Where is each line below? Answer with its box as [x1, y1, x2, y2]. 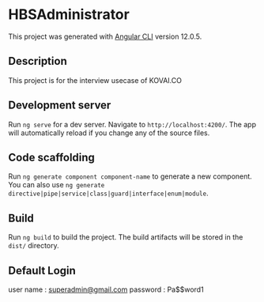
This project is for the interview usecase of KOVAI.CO [8, 75, 182, 85]
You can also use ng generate [8, 180, 105, 190]
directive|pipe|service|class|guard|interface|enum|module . [8, 188, 209, 198]
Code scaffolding [8, 150, 95, 164]
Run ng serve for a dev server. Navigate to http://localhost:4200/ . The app [8, 119, 257, 129]
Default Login [8, 263, 77, 277]
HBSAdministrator [8, 6, 130, 24]
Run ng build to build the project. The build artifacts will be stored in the [8, 232, 243, 242]
